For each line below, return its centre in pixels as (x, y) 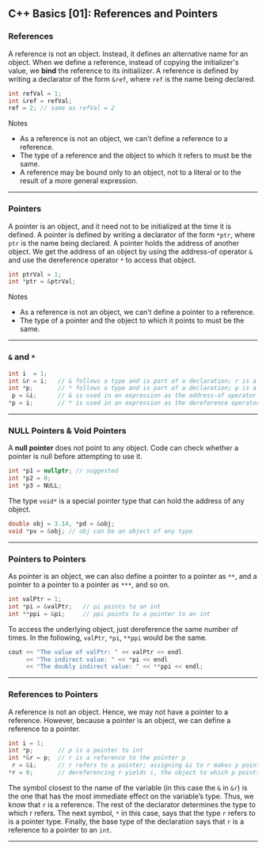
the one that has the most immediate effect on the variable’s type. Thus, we (131, 796)
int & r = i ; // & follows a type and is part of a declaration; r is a (133, 381)
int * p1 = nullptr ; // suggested (63, 471)
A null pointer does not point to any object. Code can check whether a (123, 448)
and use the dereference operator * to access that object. (102, 260)
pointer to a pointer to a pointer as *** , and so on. (89, 584)
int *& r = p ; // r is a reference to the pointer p (97, 758)
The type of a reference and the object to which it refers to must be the (135, 155)
